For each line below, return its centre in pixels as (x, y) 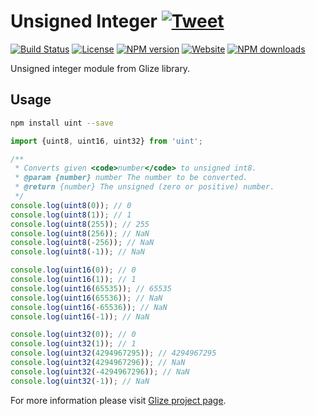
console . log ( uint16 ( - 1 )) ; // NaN (80, 316)
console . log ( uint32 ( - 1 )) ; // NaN (80, 381)
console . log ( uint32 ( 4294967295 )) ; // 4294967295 (113, 353)
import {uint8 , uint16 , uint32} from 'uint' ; (106, 141)
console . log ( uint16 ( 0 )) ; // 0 (73, 270)
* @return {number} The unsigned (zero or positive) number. (144, 187)
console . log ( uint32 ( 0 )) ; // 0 (73, 335)
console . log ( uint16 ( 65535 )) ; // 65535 (91, 288)
